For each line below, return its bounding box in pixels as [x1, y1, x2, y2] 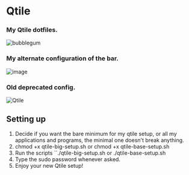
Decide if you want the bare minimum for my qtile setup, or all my [14, 130, 178, 137]
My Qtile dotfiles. [6, 26, 58, 34]
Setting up [6, 114, 46, 124]
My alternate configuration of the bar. [6, 54, 119, 63]
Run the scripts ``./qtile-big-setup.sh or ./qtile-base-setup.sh [14, 149, 166, 156]
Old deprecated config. [6, 83, 76, 91]
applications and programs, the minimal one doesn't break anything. [14, 137, 185, 144]
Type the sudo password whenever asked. [14, 155, 120, 163]
